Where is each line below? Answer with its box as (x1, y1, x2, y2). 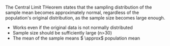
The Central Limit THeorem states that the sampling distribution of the (5, 4, 152, 10)
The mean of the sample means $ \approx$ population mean (12, 35, 140, 41)
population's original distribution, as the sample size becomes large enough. (5, 15, 165, 20)
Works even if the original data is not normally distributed (12, 24, 133, 30)
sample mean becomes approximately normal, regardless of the (5, 9, 139, 15)
